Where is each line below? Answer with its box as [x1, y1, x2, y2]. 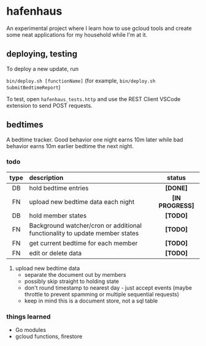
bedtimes [6, 119, 44, 130]
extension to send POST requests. [6, 102, 93, 109]
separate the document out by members [24, 271, 127, 278]
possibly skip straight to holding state [24, 277, 120, 285]
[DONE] [165, 184, 188, 192]
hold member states [29, 211, 87, 220]
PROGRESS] [158, 201, 194, 209]
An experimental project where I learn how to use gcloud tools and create [6, 24, 192, 32]
